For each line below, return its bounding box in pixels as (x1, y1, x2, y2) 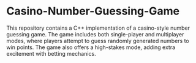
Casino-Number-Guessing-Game (6, 4, 179, 18)
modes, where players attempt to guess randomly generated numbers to (6, 37, 189, 44)
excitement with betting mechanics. (6, 50, 96, 57)
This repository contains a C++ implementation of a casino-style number (6, 24, 190, 31)
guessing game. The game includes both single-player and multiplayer (6, 30, 184, 38)
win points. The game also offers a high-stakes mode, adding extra (6, 44, 176, 51)
